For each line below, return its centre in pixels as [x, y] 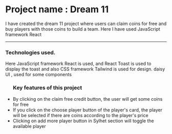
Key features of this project [47, 88]
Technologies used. [30, 52]
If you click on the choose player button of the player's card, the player [88, 110]
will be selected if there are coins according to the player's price [80, 115]
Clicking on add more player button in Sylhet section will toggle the [83, 121]
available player [29, 126]
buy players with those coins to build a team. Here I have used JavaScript [83, 29]
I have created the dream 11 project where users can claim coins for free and [86, 24]
